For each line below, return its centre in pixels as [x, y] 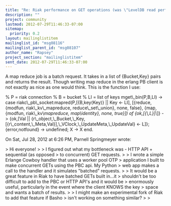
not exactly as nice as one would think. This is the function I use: [73, 87]
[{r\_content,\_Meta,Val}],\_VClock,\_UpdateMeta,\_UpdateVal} [70, 124]
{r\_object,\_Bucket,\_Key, [58, 119]
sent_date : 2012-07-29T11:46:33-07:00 [46, 62]
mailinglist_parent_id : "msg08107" [43, 48]
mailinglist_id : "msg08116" [35, 43]
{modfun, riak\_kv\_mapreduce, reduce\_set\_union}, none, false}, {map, [81, 108]
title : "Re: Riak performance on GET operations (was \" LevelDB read [81, 10]
